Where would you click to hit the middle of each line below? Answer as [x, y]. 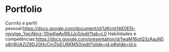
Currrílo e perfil [21, 23]
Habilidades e [122, 33]
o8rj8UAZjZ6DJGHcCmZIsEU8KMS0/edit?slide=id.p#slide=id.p [71, 44]
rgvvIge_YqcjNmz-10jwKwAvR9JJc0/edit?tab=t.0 [56, 33]
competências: [21, 39]
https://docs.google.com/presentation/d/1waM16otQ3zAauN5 [100, 39]
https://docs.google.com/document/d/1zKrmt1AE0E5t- [79, 28]
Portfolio [24, 9]
